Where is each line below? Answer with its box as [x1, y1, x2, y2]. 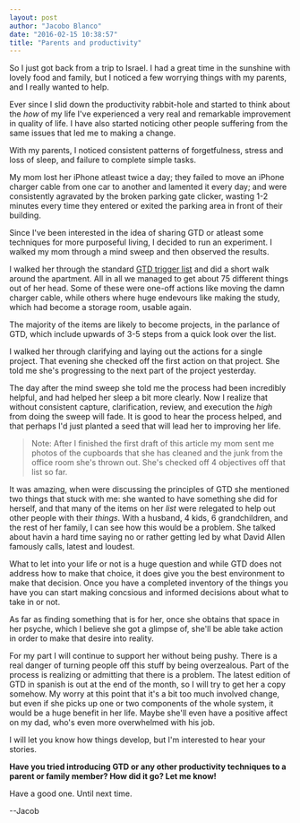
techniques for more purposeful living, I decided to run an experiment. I [9, 237, 273, 247]
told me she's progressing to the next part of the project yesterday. [9, 365, 257, 377]
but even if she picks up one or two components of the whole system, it [9, 698, 274, 709]
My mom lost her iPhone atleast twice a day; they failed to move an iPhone [9, 172, 285, 183]
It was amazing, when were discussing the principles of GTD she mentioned [9, 484, 290, 495]
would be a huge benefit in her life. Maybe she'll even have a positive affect [9, 707, 288, 718]
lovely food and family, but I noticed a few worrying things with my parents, [9, 73, 287, 83]
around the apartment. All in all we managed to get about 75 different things [9, 273, 289, 284]
